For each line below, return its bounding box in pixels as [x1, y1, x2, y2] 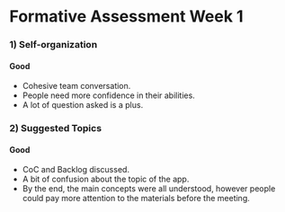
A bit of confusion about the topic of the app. [22, 173, 190, 185]
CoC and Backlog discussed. [22, 164, 130, 175]
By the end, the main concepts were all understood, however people [22, 183, 276, 194]
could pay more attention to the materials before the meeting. [22, 193, 250, 204]
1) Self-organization [9, 39, 98, 51]
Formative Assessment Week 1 [9, 6, 245, 27]
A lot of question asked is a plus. [22, 100, 144, 110]
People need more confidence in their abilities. [22, 90, 195, 101]
